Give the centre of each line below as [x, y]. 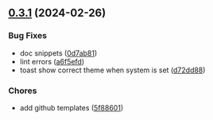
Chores [23, 91]
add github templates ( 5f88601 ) [72, 107]
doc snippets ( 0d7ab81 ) [58, 53]
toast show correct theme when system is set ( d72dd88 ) [112, 70]
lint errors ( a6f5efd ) [52, 61]
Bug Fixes [28, 36]
